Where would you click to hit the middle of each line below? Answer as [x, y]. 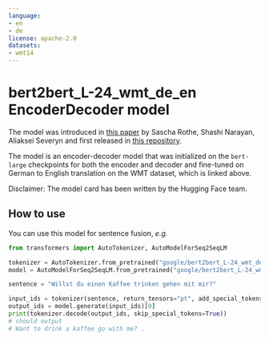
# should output [35, 321]
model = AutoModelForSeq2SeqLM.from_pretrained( [91, 270]
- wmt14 [21, 53]
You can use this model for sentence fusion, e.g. [88, 233]
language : [25, 16]
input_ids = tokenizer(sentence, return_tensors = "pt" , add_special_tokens [136, 299]
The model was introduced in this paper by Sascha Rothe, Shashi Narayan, [131, 132]
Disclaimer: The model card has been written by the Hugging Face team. [128, 189]
